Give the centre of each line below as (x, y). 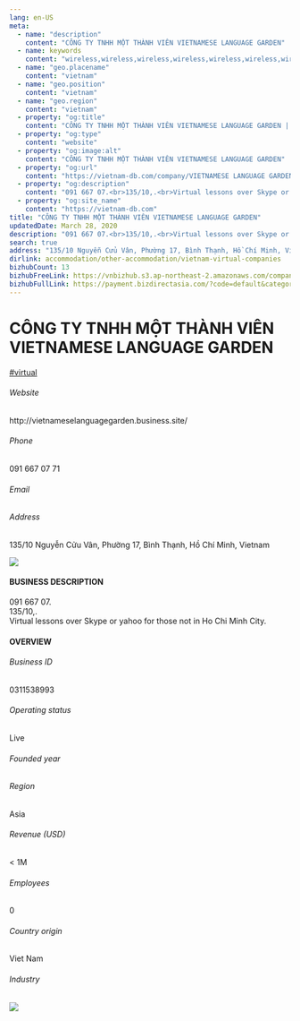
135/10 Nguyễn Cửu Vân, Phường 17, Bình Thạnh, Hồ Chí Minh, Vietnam (140, 545)
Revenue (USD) (37, 835)
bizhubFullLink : (39, 284)
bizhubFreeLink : (39, 276)
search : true (33, 243)
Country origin (36, 931)
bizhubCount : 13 (39, 268)
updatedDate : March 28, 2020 (63, 226)
